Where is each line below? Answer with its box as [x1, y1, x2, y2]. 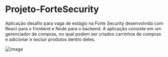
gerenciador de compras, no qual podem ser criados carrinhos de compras [5, 31, 161, 37]
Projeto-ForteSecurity [5, 4, 99, 15]
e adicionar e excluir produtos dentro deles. [5, 36, 96, 42]
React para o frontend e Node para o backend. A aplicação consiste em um [5, 25, 161, 31]
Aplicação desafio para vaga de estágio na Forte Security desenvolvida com [5, 20, 163, 26]
